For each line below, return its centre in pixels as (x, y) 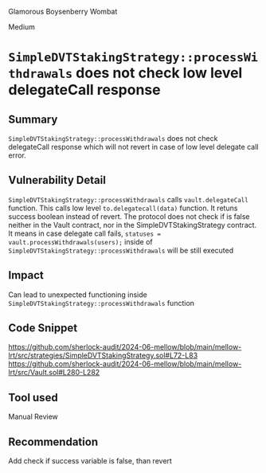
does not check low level (159, 73)
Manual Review (33, 416)
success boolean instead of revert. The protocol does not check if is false (129, 216)
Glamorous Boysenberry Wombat (63, 12)
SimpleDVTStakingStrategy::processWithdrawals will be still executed (121, 250)
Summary (33, 119)
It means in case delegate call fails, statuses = (85, 233)
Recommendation (53, 442)
